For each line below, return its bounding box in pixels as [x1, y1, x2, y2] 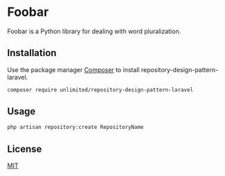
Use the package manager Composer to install [7, 65, 140, 73]
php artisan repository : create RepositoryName [7, 124, 144, 131]
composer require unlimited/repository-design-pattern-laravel [7, 86, 194, 94]
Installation [7, 47, 57, 59]
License [7, 143, 42, 155]
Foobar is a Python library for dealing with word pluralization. [7, 27, 181, 35]
